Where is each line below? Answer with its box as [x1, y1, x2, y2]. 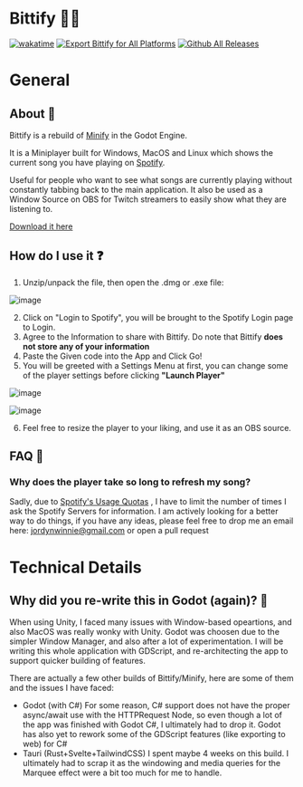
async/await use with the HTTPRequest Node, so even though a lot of [22, 710, 283, 721]
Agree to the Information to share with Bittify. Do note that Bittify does [22, 331, 283, 342]
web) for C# [22, 738, 68, 750]
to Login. [22, 322, 56, 332]
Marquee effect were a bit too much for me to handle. [22, 767, 223, 778]
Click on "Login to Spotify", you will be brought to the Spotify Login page [22, 312, 294, 322]
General [9, 70, 71, 91]
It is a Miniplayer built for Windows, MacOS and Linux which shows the [9, 147, 274, 158]
